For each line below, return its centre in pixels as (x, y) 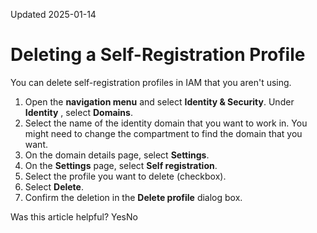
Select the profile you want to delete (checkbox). (125, 176)
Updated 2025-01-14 (53, 14)
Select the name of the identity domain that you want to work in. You (166, 123)
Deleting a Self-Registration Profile (158, 55)
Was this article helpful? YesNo (74, 216)
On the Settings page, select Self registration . (121, 165)
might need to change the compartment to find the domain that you (163, 133)
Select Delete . (54, 186)
